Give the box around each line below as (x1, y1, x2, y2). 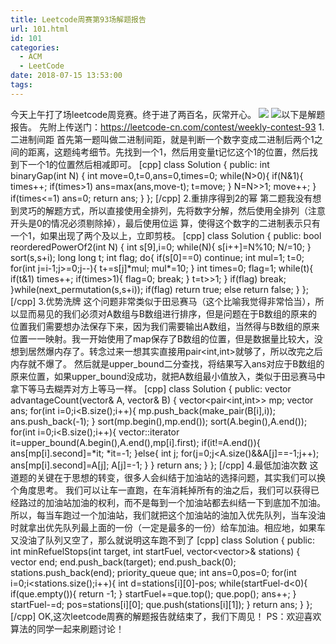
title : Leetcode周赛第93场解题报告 (10, 14, 147, 25)
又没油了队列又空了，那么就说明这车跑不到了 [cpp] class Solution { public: (10, 534, 315, 546)
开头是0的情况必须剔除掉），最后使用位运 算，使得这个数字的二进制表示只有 (10, 217, 321, 229)
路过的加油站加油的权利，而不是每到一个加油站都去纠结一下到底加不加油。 (18, 496, 326, 508)
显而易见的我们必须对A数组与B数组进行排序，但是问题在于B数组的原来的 (18, 307, 317, 320)
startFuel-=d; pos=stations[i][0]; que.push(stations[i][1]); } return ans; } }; (10, 598, 313, 610)
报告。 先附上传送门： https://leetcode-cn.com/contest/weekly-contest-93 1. (10, 121, 325, 133)
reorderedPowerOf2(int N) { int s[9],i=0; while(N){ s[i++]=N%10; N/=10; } (10, 241, 312, 253)
